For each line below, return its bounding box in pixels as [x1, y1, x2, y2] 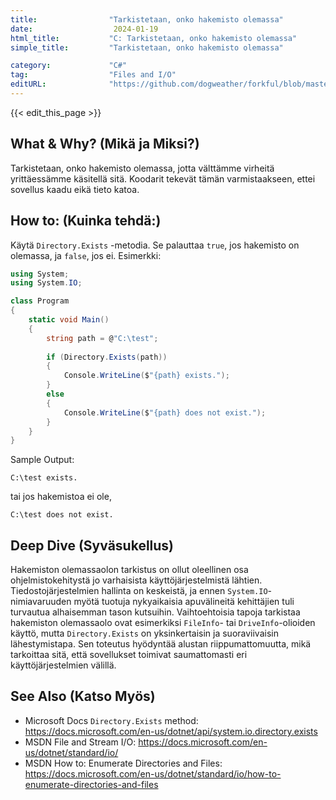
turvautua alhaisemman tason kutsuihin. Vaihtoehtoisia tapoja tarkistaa [10, 606, 301, 618]
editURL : [10, 79, 47, 90]
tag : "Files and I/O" [10, 70, 177, 80]
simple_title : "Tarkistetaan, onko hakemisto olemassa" [10, 42, 284, 53]
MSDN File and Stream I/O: [24, 736, 137, 748]
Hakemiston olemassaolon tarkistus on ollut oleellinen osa [10, 564, 249, 576]
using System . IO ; [10, 278, 83, 288]
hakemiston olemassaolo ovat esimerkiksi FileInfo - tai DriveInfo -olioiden [10, 617, 316, 629]
